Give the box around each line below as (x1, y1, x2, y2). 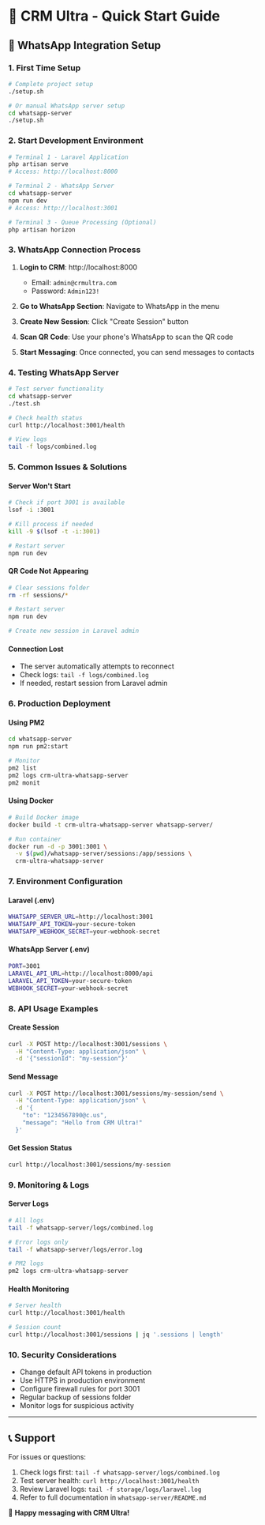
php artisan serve (8, 160, 69, 168)
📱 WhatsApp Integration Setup (8, 39, 162, 52)
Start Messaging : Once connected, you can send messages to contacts (19, 347, 255, 356)
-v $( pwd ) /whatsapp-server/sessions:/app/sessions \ (15, 849, 192, 858)
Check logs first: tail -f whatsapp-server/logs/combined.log (19, 1467, 221, 1477)
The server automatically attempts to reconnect (19, 661, 175, 671)
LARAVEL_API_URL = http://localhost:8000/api (8, 970, 154, 977)
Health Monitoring (8, 1284, 69, 1293)
